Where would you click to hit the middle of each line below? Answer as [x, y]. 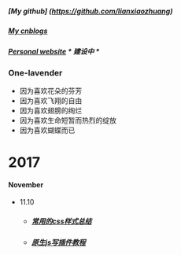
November [26, 184]
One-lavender [35, 72]
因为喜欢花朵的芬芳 [51, 91]
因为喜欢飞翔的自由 [51, 101]
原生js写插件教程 [59, 242]
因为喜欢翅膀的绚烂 [51, 111]
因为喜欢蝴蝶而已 [47, 131]
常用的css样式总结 [61, 221]
